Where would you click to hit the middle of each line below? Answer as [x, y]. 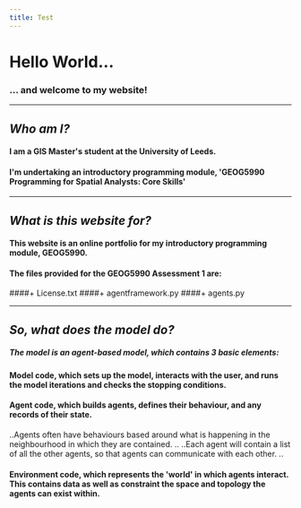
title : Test [31, 17]
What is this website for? [81, 220]
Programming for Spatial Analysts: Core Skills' [98, 181]
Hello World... [62, 61]
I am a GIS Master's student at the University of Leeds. [113, 151]
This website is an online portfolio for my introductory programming [138, 244]
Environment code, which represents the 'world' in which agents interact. [149, 474]
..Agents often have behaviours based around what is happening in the [140, 435]
